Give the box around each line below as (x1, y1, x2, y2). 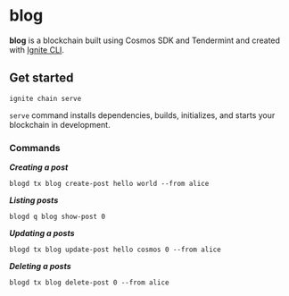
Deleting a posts (9, 261, 71, 272)
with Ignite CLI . (9, 44, 65, 55)
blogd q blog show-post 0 (9, 212, 105, 222)
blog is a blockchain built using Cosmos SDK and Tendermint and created (9, 35, 281, 46)
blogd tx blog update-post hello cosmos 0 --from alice (9, 245, 221, 255)
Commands (9, 141, 61, 154)
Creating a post (9, 162, 69, 173)
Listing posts (9, 195, 59, 206)
